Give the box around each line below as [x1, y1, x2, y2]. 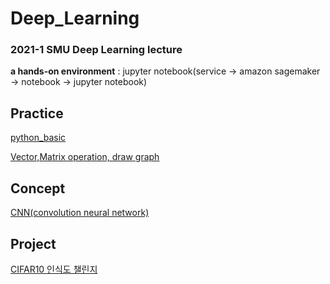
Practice [10, 105, 64, 122]
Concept [10, 180, 66, 197]
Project [10, 235, 57, 252]
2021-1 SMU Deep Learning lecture [10, 43, 183, 57]
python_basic [10, 132, 67, 144]
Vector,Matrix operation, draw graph [10, 151, 160, 163]
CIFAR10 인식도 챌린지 [10, 263, 98, 275]
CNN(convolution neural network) [10, 207, 150, 219]
